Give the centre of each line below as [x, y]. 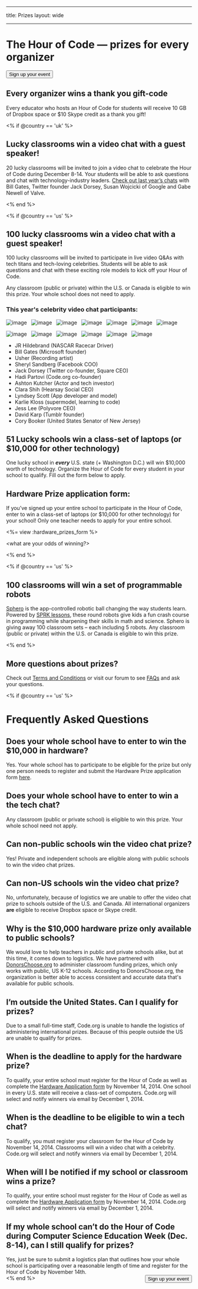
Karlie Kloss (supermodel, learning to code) [67, 402]
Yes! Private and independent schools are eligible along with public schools [98, 858]
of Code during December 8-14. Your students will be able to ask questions [97, 174]
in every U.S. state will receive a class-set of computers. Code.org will [91, 1092]
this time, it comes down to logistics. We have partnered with [80, 959]
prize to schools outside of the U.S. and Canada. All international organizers [98, 904]
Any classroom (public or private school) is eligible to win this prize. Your [95, 819]
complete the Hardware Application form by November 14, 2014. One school [99, 1086]
